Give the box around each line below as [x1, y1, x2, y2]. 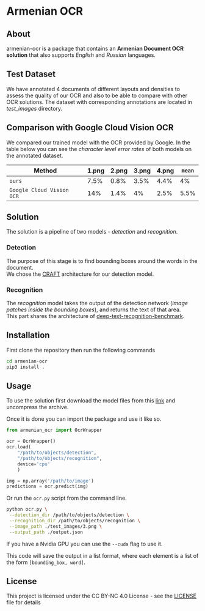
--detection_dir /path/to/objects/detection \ [9, 512, 130, 518]
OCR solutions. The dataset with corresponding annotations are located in [6, 98, 192, 105]
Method [33, 166, 57, 175]
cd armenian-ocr [6, 358, 48, 365]
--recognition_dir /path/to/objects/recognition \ [9, 518, 140, 524]
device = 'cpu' [17, 461, 51, 467]
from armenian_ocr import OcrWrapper [6, 427, 103, 434]
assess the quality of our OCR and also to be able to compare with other [6, 92, 188, 99]
